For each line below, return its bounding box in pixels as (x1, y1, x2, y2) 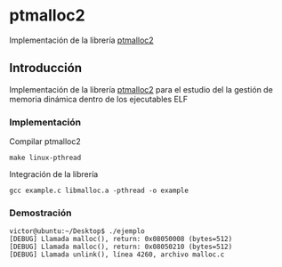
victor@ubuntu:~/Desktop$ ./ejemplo (9, 227, 145, 236)
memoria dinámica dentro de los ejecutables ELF (9, 93, 189, 104)
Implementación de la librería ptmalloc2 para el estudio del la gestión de (9, 84, 273, 94)
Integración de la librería (9, 169, 99, 180)
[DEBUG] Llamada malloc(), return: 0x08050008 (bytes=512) (9, 235, 233, 244)
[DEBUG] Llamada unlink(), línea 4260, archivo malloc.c (9, 250, 225, 259)
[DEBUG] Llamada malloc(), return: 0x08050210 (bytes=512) (9, 242, 233, 252)
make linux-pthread (9, 153, 82, 163)
